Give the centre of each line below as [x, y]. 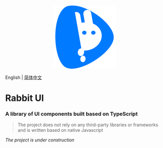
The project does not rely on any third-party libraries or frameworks [88, 125]
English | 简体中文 [24, 77]
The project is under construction [40, 140]
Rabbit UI [25, 98]
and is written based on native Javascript [60, 130]
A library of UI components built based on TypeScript [71, 114]
